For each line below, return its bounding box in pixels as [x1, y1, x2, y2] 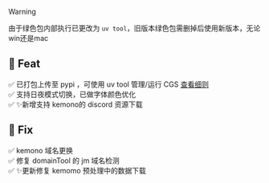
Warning [8, 7, 36, 16]
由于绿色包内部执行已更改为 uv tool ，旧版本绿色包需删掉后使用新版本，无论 [8, 23, 261, 33]
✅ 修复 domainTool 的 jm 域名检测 [8, 156, 120, 165]
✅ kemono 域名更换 [8, 145, 74, 155]
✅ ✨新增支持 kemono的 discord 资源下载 [8, 100, 143, 109]
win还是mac [8, 34, 49, 43]
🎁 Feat [8, 57, 41, 71]
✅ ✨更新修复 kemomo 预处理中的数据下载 [8, 165, 147, 175]
